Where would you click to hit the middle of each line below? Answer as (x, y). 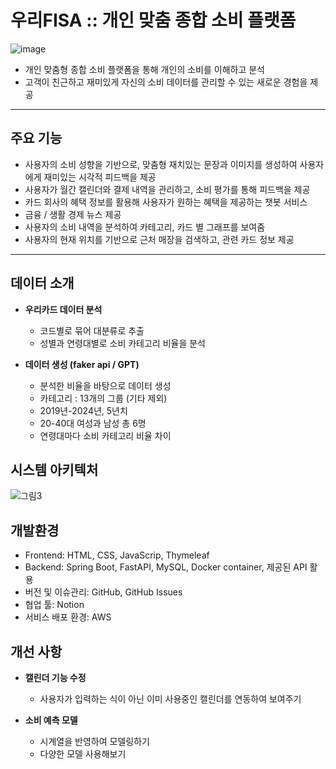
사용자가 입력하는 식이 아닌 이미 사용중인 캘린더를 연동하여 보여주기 (170, 699)
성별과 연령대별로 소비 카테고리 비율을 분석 (123, 343)
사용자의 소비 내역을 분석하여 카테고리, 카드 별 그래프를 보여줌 (145, 227)
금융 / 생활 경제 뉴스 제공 (73, 214)
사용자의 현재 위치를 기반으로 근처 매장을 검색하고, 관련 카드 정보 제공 (159, 239)
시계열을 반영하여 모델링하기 (94, 741)
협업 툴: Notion (54, 605)
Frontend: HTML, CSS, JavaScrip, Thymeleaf (117, 555)
